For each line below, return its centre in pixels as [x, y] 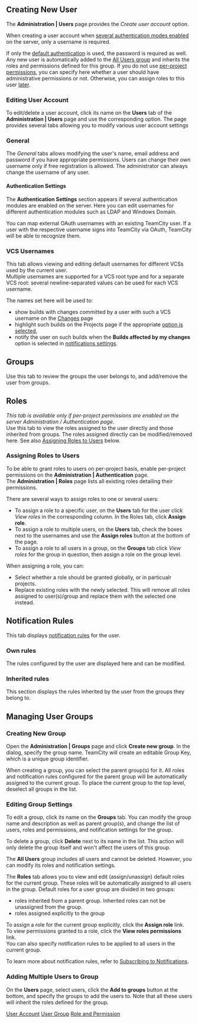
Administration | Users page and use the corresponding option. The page [97, 119]
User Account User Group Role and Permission [63, 1014]
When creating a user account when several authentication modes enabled [98, 35]
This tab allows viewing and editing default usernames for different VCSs [95, 264]
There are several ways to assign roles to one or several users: [82, 498]
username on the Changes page [54, 318]
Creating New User [42, 10]
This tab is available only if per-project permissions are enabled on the [92, 415]
